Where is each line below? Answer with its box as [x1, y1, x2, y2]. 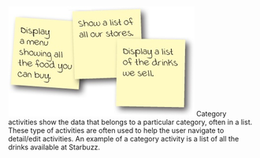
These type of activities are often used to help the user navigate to [8, 126, 225, 135]
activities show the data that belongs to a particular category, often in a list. [8, 117, 253, 127]
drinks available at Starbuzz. [8, 142, 101, 152]
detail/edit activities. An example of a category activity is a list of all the [8, 134, 240, 143]
